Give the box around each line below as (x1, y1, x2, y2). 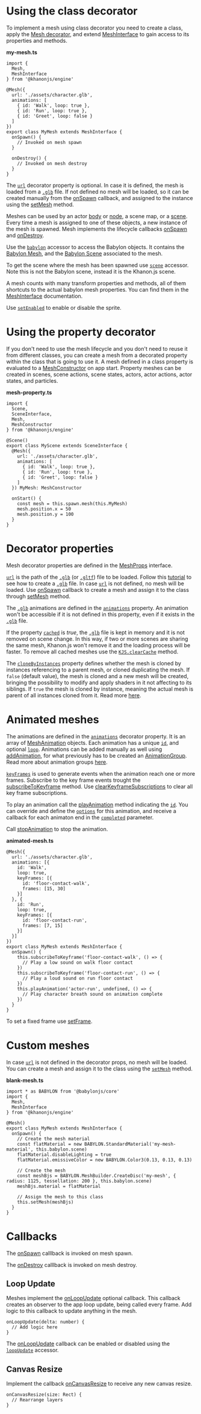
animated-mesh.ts (6, 837, 54, 844)
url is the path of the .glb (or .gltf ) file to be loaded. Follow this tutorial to (6, 573, 192, 580)
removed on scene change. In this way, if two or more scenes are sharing (6, 635, 188, 643)
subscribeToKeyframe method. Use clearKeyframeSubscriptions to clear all (6, 782, 193, 790)
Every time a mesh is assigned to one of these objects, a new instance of (6, 219, 188, 226)
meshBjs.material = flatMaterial (17, 1183, 101, 1189)
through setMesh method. (6, 592, 71, 600)
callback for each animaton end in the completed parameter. (6, 814, 154, 821)
